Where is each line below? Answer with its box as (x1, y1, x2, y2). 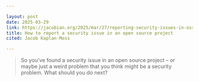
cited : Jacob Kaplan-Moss (6, 36, 70, 42)
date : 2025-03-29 (6, 19, 49, 25)
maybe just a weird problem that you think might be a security (20, 63, 172, 70)
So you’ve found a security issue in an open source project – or (20, 57, 175, 64)
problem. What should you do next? (20, 69, 108, 76)
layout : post (6, 13, 38, 19)
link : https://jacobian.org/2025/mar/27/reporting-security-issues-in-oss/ (6, 25, 197, 30)
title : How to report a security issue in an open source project (6, 30, 174, 36)
